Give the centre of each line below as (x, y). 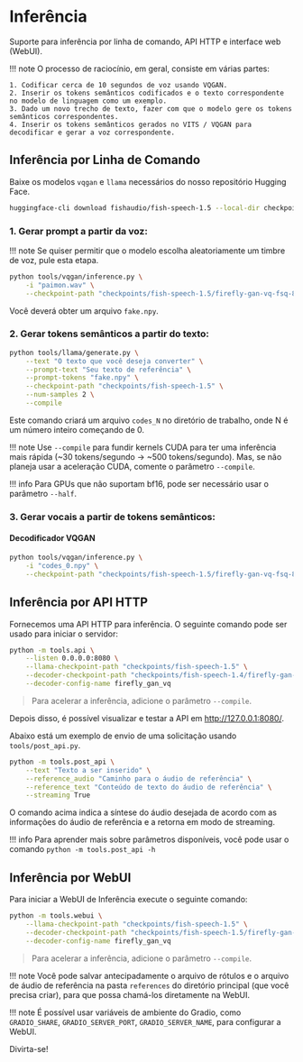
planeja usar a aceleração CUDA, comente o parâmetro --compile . (132, 466)
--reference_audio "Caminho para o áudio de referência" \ (139, 778)
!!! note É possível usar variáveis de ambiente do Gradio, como (125, 1012)
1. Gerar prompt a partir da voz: (79, 231)
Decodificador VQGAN (53, 538)
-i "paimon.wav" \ (60, 285)
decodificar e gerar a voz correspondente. (92, 133)
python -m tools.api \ (52, 650)
